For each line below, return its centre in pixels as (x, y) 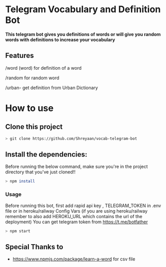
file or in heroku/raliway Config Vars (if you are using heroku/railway (76, 211)
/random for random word (32, 78)
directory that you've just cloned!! (41, 172)
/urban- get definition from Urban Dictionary (52, 87)
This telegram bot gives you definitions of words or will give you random (83, 34)
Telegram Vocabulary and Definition (83, 9)
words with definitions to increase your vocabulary (60, 40)
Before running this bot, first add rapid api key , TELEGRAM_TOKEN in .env (83, 205)
